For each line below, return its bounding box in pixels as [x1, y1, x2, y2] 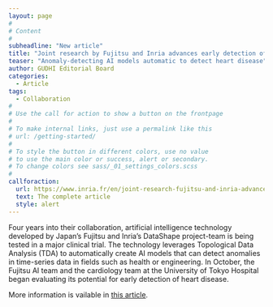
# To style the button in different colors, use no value [8, 147, 209, 156]
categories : [8, 72, 49, 80]
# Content [8, 27, 42, 35]
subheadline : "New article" [8, 42, 104, 50]
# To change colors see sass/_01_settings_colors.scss [8, 163, 198, 171]
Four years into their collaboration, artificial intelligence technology [8, 222, 232, 232]
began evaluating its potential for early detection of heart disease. [8, 274, 229, 284]
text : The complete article [15, 192, 111, 201]
